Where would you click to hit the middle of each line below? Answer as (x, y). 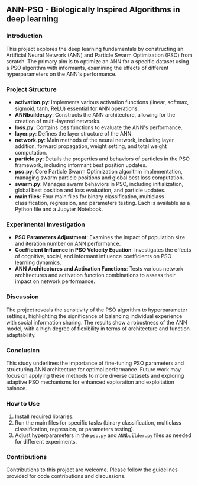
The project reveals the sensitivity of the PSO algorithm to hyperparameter (97, 310)
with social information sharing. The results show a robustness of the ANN (97, 322)
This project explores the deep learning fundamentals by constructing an (95, 49)
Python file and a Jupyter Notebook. (59, 209)
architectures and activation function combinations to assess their (95, 275)
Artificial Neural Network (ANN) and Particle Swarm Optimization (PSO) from (99, 55)
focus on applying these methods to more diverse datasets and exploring (95, 375)
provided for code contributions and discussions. (66, 476)
